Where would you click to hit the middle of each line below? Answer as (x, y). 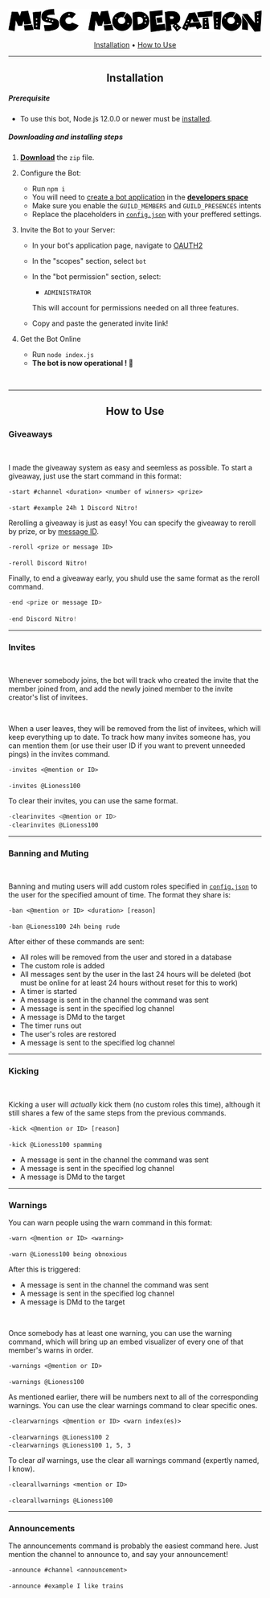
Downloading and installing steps (65, 137)
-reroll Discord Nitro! (48, 563)
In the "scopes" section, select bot (89, 261)
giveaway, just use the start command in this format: (95, 476)
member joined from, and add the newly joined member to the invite (121, 689)
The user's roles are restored (68, 1034)
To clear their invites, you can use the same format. (93, 801)
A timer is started (49, 992)
